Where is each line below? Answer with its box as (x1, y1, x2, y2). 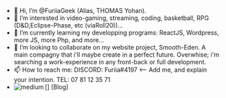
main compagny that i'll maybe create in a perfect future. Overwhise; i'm (13, 50, 220, 59)
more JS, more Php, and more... (13, 36, 105, 44)
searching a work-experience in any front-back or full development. (13, 58, 207, 66)
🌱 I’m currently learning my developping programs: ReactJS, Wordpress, (13, 28, 219, 37)
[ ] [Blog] (44, 83, 69, 91)
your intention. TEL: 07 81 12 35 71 (13, 76, 111, 84)
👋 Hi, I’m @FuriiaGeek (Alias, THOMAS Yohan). (13, 7, 147, 14)
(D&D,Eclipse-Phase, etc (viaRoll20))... (13, 21, 123, 29)
